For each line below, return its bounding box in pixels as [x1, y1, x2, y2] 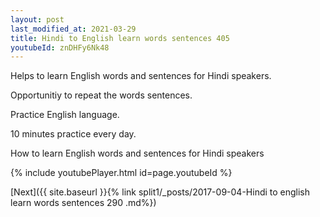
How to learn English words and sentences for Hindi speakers [10, 147, 265, 160]
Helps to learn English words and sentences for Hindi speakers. [10, 70, 272, 82]
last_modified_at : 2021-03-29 [10, 24, 137, 34]
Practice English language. [10, 109, 120, 121]
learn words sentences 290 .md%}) [10, 197, 157, 209]
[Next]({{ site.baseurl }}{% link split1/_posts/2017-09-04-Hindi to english [10, 186, 311, 198]
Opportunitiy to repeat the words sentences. [10, 89, 193, 101]
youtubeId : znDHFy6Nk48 [10, 42, 110, 53]
